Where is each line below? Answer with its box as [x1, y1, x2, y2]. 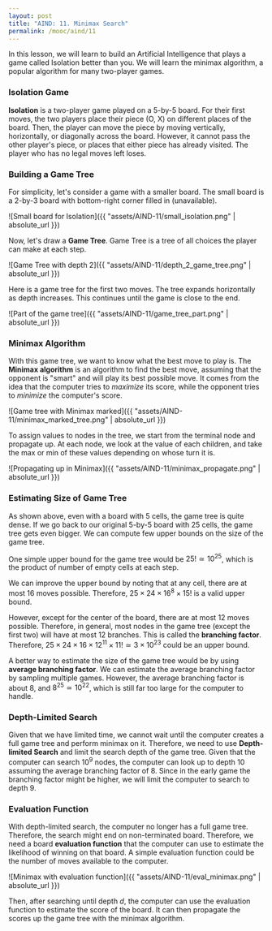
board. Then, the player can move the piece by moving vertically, [8, 123, 226, 132]
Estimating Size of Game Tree [8, 493, 127, 504]
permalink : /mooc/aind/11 [8, 27, 96, 35]
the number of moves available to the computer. [8, 856, 169, 866]
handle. [8, 692, 34, 701]
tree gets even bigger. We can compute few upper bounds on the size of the [8, 528, 264, 538]
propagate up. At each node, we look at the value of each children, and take [8, 439, 262, 449]
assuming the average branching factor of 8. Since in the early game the [8, 766, 251, 776]
